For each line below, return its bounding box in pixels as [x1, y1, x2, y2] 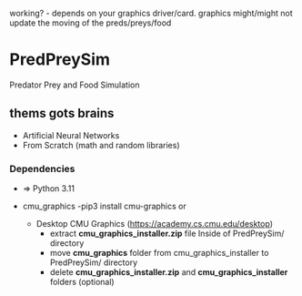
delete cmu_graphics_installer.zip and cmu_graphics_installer [49, 267, 288, 278]
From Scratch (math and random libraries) [22, 139, 180, 150]
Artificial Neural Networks [22, 129, 120, 140]
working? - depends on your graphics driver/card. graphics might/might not [9, 8, 293, 18]
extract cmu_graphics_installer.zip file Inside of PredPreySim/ [49, 228, 285, 240]
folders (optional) [49, 277, 116, 288]
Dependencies [9, 162, 75, 175]
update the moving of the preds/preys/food [9, 17, 172, 28]
